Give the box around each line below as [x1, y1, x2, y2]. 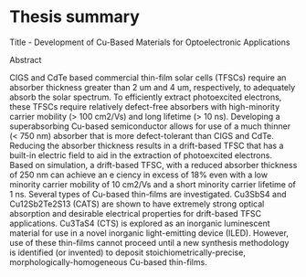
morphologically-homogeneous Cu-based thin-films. [9, 256, 207, 267]
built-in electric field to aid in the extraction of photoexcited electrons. [9, 149, 272, 161]
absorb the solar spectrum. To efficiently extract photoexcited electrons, [9, 91, 282, 102]
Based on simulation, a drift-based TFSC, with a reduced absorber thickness [9, 159, 298, 170]
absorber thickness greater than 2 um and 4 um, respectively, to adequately [9, 81, 296, 92]
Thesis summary [9, 6, 140, 27]
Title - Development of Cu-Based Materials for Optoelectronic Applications [9, 37, 290, 48]
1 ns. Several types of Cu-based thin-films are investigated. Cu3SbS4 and [9, 188, 287, 199]
